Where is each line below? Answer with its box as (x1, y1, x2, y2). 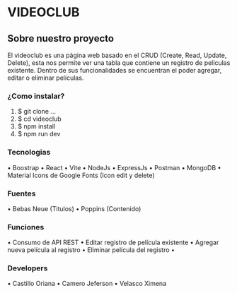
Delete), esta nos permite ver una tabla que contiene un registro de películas (7, 59, 231, 67)
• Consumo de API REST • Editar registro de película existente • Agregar (7, 238, 219, 247)
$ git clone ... (17, 107, 57, 116)
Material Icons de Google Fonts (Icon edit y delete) (7, 171, 155, 179)
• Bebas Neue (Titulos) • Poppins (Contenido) (7, 204, 141, 213)
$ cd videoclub (17, 114, 62, 124)
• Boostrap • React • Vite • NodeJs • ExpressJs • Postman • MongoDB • (7, 163, 221, 172)
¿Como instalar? (7, 91, 65, 101)
